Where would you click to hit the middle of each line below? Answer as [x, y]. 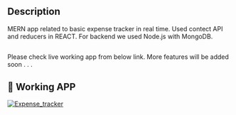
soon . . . [20, 65]
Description [34, 12]
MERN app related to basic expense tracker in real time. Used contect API [115, 28]
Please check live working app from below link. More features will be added [118, 57]
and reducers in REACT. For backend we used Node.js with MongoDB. [110, 36]
